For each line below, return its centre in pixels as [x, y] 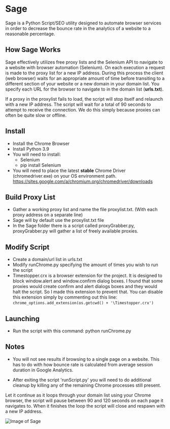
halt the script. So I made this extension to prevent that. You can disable [88, 292]
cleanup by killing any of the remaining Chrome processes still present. [87, 385]
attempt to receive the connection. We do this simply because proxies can [83, 109]
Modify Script [27, 247]
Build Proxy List [30, 197]
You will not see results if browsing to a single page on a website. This [86, 359]
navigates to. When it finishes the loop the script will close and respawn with [86, 406]
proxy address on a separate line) [48, 215]
